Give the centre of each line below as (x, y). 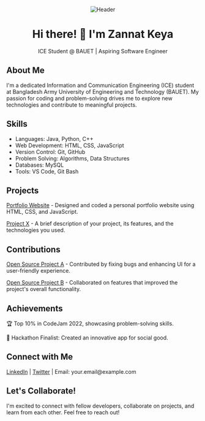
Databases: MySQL (39, 165)
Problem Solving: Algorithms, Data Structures (72, 158)
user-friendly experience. (38, 271)
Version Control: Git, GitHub (50, 152)
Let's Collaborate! (41, 391)
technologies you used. (36, 230)
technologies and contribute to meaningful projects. (72, 105)
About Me (25, 70)
